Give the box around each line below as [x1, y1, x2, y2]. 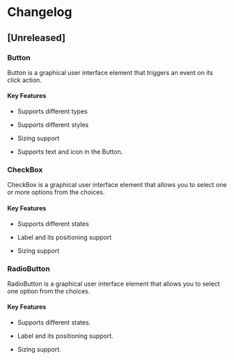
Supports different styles [17, 121, 89, 129]
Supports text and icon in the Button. [17, 147, 123, 156]
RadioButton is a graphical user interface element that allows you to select [7, 279, 221, 288]
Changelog [7, 4, 72, 20]
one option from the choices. [7, 286, 91, 295]
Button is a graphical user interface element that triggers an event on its [7, 68, 214, 76]
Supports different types [17, 107, 88, 115]
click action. [7, 76, 42, 84]
